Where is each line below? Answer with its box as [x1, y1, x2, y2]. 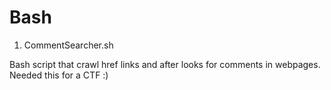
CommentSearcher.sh [23, 39, 114, 51]
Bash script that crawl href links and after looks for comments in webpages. [9, 58, 321, 70]
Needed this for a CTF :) [9, 69, 109, 81]
